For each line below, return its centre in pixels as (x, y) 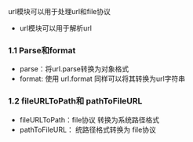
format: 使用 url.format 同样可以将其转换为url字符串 (102, 79)
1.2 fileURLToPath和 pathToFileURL (75, 101)
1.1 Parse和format (42, 50)
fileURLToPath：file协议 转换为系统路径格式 (89, 119)
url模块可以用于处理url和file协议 (60, 11)
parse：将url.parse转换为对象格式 (74, 69)
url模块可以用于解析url (56, 28)
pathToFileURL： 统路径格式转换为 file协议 (88, 129)
